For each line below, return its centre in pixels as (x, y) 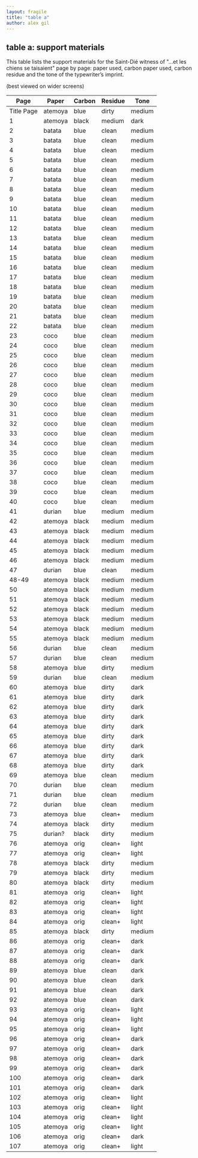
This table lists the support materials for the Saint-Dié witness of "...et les (97, 62)
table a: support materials (55, 47)
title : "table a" (28, 17)
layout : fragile (26, 12)
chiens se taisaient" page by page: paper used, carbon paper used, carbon (99, 68)
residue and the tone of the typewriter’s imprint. (65, 75)
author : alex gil (28, 23)
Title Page (23, 111)
